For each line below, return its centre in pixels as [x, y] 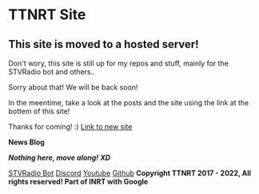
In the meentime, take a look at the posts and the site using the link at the [129, 103]
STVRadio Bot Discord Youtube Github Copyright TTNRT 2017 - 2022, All [130, 173]
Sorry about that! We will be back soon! [73, 87]
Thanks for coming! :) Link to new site [70, 127]
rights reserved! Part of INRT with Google [78, 182]
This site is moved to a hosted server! [104, 44]
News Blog [27, 142]
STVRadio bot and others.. [52, 72]
